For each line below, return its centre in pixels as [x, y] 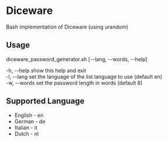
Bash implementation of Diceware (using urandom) [67, 27]
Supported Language [45, 101]
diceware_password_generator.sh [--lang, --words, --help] [77, 59]
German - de [30, 121]
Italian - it [26, 127]
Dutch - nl [27, 134]
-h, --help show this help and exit [46, 70]
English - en [29, 115]
